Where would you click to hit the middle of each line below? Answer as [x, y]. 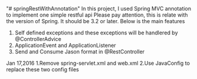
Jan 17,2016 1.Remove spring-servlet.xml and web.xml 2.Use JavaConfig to [98, 63]
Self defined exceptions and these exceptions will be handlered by [96, 33]
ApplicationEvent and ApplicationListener [65, 45]
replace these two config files [43, 69]
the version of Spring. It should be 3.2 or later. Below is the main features [96, 21]
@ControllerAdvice [38, 39]
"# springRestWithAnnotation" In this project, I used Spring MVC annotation [99, 9]
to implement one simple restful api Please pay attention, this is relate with [97, 15]
